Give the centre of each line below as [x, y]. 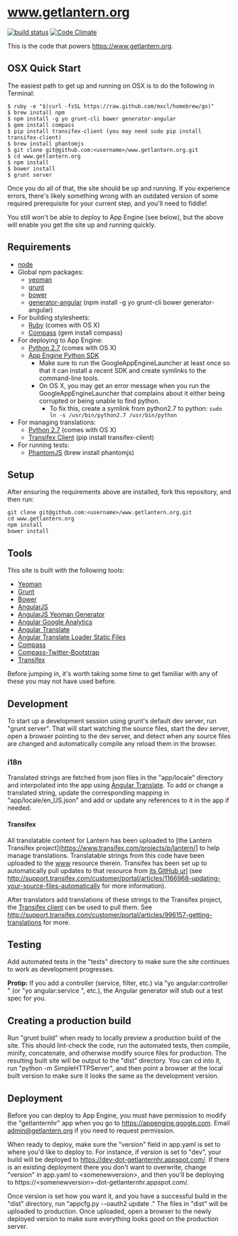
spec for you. [27, 998]
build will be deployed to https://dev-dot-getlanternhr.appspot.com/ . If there [118, 1159]
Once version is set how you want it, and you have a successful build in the [117, 1196]
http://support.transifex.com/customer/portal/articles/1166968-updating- [114, 878]
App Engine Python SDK [64, 355]
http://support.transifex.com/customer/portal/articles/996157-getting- [110, 914]
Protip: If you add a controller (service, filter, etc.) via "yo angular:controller [118, 983]
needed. [20, 808]
